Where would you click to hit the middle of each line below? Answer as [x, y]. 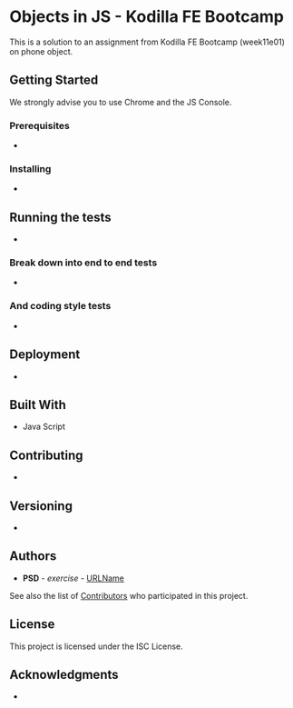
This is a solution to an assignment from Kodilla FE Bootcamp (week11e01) [147, 42]
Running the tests [60, 217]
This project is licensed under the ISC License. [96, 646]
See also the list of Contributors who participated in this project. [129, 595]
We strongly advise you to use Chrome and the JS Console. [121, 102]
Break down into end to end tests [83, 263]
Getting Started [54, 80]
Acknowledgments [64, 675]
